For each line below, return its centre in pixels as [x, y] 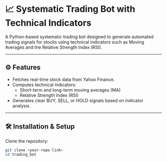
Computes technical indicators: [44, 85]
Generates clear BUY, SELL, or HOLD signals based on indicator [78, 100]
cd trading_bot [21, 155]
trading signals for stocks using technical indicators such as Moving [75, 42]
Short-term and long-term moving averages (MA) [70, 90]
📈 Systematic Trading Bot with [70, 9]
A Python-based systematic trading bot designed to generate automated [80, 37]
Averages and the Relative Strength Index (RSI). [54, 47]
